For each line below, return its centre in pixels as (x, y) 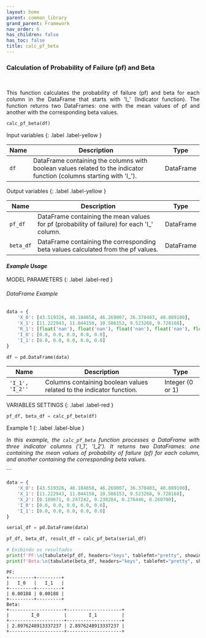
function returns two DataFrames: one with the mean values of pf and (103, 106)
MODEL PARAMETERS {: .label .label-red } (60, 280)
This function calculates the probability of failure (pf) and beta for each (103, 93)
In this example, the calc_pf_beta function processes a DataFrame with (103, 440)
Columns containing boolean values (97, 382)
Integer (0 (179, 382)
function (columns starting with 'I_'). (85, 176)
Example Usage (27, 266)
